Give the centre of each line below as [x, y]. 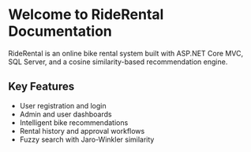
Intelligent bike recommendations [74, 122]
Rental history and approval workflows [82, 131]
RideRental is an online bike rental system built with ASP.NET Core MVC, [126, 53]
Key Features [41, 87]
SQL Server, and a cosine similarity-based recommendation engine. [118, 62]
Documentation [60, 31]
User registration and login [63, 105]
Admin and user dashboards [66, 114]
